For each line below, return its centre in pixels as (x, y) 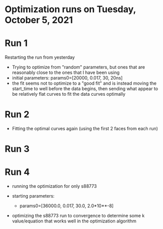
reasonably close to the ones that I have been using (66, 72)
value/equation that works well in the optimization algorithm (74, 221)
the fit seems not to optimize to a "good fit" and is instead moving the (84, 83)
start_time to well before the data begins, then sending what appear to (85, 89)
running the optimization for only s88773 (54, 186)
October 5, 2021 (39, 20)
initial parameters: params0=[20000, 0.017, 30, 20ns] (67, 78)
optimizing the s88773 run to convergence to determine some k (78, 216)
